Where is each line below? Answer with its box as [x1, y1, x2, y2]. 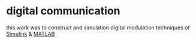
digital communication [6, 4, 121, 18]
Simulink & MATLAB [6, 30, 55, 37]
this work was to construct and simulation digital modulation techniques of [6, 24, 190, 31]
